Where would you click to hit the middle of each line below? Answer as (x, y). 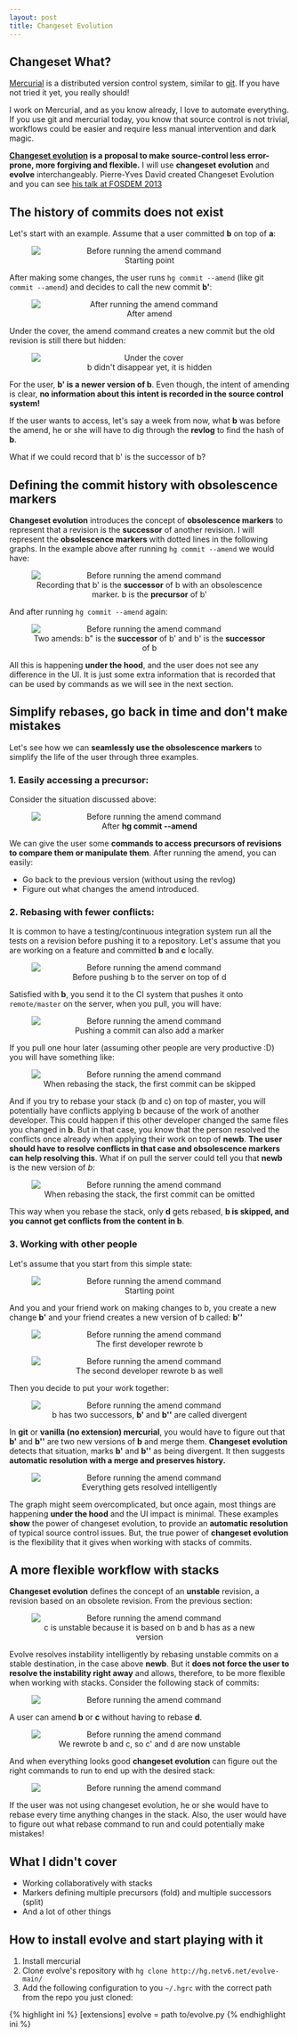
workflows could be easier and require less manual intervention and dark (143, 129)
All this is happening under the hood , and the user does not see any (134, 665)
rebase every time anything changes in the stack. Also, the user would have (148, 1815)
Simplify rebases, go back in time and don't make (149, 712)
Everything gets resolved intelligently (149, 1487)
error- (258, 156)
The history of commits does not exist (117, 212)
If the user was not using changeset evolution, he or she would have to (139, 1805)
